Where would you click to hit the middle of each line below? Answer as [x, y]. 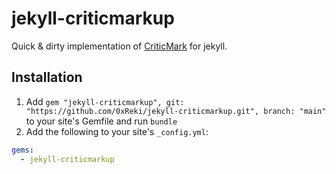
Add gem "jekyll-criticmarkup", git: [105, 101]
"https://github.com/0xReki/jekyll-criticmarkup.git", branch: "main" [176, 111]
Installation [47, 77]
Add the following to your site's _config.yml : [117, 131]
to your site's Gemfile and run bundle [101, 121]
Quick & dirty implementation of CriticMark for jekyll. [119, 46]
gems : [22, 150]
